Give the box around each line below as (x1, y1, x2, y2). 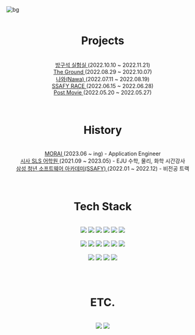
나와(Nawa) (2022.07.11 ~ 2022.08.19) (56, 75, 150, 83)
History (83, 123, 122, 137)
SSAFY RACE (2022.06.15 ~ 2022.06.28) (51, 82, 154, 89)
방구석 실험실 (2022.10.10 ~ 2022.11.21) (54, 61, 151, 68)
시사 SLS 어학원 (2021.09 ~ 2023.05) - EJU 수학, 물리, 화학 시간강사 (20, 157, 185, 164)
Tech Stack (73, 200, 132, 213)
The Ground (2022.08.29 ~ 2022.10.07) (53, 68, 152, 75)
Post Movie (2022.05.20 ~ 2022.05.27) (53, 89, 152, 96)
